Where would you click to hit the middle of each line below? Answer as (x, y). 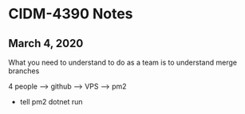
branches (24, 71)
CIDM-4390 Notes (71, 14)
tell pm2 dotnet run (51, 102)
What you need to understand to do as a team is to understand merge (123, 62)
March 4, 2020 (46, 43)
